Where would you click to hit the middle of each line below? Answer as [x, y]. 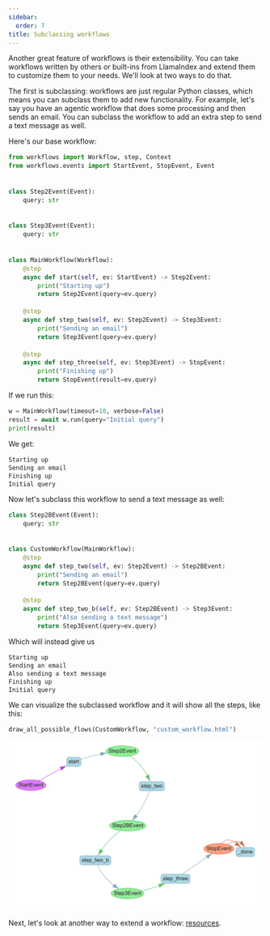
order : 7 [30, 26]
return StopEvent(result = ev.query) [97, 380]
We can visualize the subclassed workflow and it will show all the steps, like [135, 705]
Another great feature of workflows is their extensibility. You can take [124, 58]
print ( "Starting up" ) [74, 286]
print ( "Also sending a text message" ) [103, 618]
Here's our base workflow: [53, 141]
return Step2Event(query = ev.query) [97, 294]
